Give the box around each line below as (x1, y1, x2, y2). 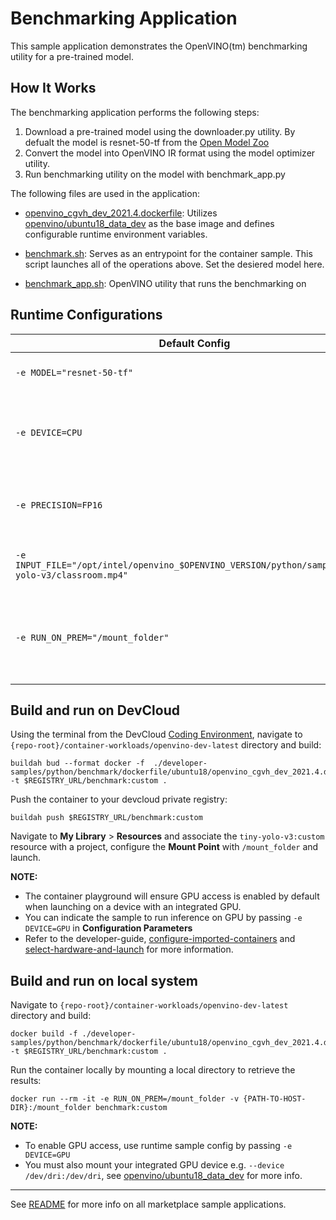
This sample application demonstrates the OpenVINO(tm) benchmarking (10, 40, 308, 52)
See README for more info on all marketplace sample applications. (10, 1198, 287, 1211)
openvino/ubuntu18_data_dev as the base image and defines (24, 217, 275, 229)
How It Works (10, 80, 97, 97)
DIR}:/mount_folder (10, 1103, 92, 1113)
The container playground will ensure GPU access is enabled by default (24, 890, 320, 902)
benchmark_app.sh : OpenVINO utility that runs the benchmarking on (24, 277, 307, 289)
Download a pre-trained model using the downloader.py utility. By (24, 125, 296, 137)
